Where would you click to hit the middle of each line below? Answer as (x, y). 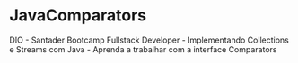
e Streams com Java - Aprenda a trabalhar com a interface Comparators (143, 49)
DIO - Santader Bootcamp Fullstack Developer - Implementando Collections (149, 40)
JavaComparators (78, 16)
